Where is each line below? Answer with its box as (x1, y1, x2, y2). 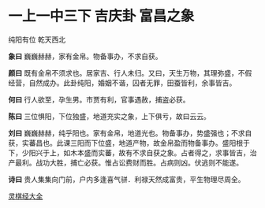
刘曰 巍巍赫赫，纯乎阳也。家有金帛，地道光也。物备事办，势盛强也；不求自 (8, 128, 252, 138)
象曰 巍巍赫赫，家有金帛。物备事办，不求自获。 (8, 51, 162, 61)
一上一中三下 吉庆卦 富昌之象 (8, 7, 195, 25)
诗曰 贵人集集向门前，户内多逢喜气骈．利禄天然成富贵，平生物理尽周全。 (8, 174, 245, 184)
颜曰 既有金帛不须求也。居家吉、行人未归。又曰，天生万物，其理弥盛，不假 (8, 68, 252, 77)
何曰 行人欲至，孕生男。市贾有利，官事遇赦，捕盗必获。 (8, 95, 190, 104)
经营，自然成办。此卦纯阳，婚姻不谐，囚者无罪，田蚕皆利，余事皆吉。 (8, 78, 237, 87)
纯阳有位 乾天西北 (8, 35, 65, 44)
